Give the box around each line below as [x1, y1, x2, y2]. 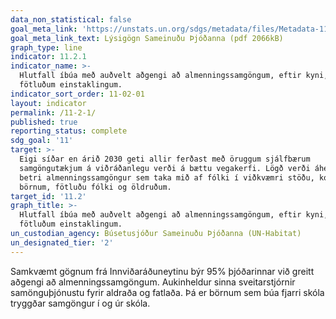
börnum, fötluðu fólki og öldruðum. [19, 182, 172, 192]
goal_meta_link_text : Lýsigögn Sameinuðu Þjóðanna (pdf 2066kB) [10, 33, 284, 43]
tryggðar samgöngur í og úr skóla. [10, 297, 151, 309]
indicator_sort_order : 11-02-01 [10, 89, 145, 99]
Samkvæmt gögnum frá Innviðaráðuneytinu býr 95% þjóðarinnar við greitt [10, 265, 315, 277]
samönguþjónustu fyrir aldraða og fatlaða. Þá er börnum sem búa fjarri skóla [10, 286, 325, 298]
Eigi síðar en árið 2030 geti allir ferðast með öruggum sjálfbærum [19, 154, 311, 164]
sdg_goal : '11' [10, 136, 74, 146]
